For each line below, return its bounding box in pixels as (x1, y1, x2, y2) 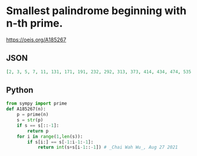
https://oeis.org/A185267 (6, 36, 67, 43)
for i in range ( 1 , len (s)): (17, 134, 83, 140)
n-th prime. (6, 16, 63, 30)
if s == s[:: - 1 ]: (17, 122, 60, 128)
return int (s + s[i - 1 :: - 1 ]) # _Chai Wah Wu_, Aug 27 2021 (37, 144, 178, 151)
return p (27, 128, 49, 134)
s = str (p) (17, 117, 44, 123)
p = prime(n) (17, 112, 49, 118)
